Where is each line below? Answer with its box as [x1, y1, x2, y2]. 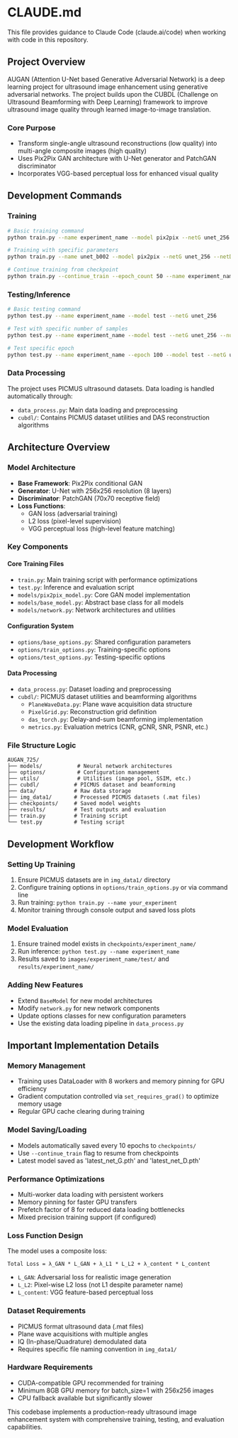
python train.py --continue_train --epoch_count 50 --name [7, 273, 186, 280]
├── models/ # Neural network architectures [7, 762, 173, 770]
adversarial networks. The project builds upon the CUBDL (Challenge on [7, 90, 218, 98]
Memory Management [7, 1060, 86, 1070]
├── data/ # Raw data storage [7, 787, 132, 795]
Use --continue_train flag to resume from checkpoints [17, 1149, 179, 1157]
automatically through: [7, 392, 73, 400]
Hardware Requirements [7, 1363, 93, 1373]
